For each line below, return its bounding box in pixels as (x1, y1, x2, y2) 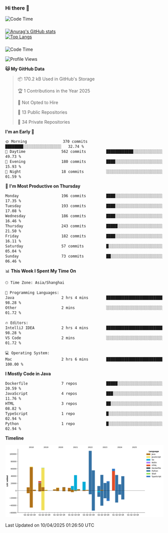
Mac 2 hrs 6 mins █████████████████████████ (5, 357, 163, 362)
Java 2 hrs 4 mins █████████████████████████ (5, 295, 163, 301)
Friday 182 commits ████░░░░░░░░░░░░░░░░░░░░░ (5, 234, 163, 239)
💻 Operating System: (5, 350, 50, 356)
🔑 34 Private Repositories (17, 119, 70, 125)
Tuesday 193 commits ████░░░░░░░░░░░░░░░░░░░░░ (5, 204, 163, 209)
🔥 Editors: (5, 320, 29, 326)
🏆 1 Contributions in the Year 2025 (17, 88, 90, 94)
